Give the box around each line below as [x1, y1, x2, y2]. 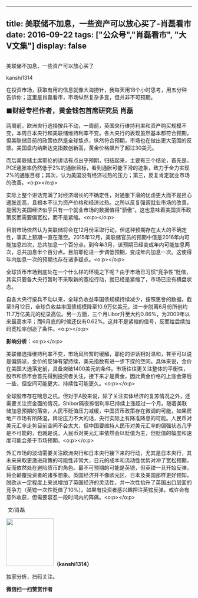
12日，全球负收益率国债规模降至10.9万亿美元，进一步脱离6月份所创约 [19, 303, 188, 310]
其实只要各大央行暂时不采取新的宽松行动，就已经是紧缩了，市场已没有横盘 [6, 275, 187, 282]
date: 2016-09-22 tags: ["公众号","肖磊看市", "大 [6, 30, 187, 40]
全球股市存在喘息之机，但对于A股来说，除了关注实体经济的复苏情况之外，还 [6, 392, 190, 399]
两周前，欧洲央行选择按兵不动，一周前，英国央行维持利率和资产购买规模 [6, 122, 181, 129]
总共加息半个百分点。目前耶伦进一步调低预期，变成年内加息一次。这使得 [16, 248, 192, 255]
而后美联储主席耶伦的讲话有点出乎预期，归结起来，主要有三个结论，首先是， [6, 157, 192, 164]
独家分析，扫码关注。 [6, 573, 58, 580]
